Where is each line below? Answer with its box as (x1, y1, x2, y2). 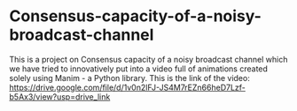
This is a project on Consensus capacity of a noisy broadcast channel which (9, 54, 288, 64)
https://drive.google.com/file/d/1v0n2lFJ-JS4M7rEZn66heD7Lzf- (9, 82, 246, 92)
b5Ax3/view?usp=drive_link (9, 91, 111, 102)
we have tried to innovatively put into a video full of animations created (9, 63, 269, 74)
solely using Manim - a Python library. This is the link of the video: (9, 72, 250, 83)
